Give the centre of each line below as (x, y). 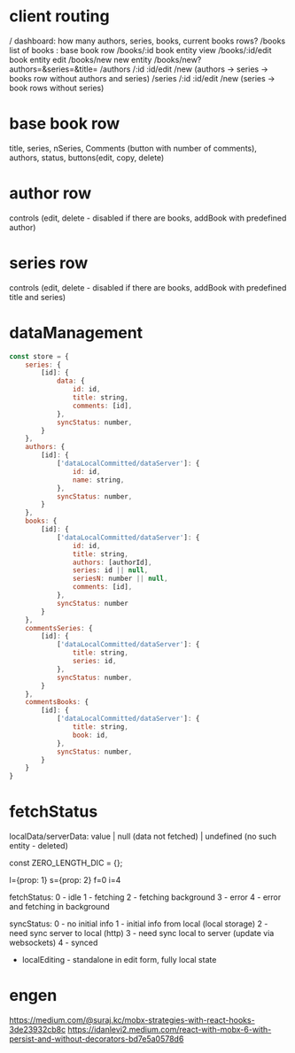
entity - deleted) (39, 846)
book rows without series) (57, 88)
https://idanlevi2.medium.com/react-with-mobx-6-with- (170, 1030)
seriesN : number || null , (120, 579)
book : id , (90, 735)
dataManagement (76, 333)
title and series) (38, 297)
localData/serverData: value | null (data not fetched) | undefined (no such (143, 836)
